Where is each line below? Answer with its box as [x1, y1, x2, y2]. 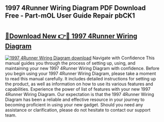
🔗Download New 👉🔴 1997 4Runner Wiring [5, 32, 138, 40]
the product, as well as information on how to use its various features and [5, 81, 153, 87]
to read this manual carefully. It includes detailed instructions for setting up [5, 76, 156, 81]
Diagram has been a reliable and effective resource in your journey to [5, 97, 145, 102]
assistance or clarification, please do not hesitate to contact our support [5, 107, 151, 113]
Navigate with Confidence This [92, 55, 155, 61]
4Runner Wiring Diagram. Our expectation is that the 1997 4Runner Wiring [5, 92, 154, 97]
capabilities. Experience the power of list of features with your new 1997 [5, 86, 151, 92]
